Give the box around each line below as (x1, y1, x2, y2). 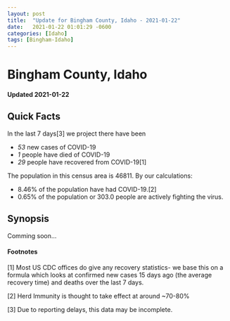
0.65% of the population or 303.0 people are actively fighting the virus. (17, 192, 224, 201)
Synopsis (7, 213, 49, 225)
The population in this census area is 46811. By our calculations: (7, 171, 193, 180)
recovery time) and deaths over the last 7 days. (7, 278, 144, 287)
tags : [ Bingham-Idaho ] (7, 37, 74, 44)
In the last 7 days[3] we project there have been (7, 129, 146, 138)
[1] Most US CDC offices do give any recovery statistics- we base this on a (7, 263, 224, 271)
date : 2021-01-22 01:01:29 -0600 (7, 23, 112, 30)
